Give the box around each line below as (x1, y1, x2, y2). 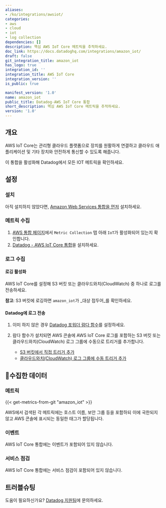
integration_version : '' (5, 77, 57, 82)
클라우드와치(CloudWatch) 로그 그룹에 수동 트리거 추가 (19, 355, 127, 361)
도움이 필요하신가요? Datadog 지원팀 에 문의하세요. (5, 498, 103, 504)
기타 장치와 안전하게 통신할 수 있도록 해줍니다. (31, 149, 121, 155)
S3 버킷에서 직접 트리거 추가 (19, 349, 75, 355)
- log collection (5, 35, 41, 40)
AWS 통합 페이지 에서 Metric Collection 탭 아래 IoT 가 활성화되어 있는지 (12, 229, 153, 235)
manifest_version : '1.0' (5, 90, 57, 95)
